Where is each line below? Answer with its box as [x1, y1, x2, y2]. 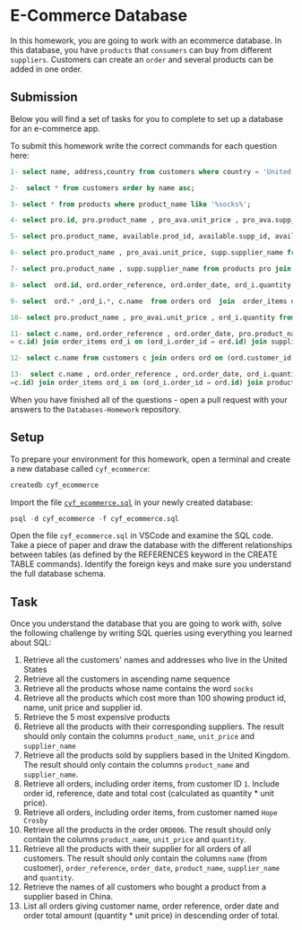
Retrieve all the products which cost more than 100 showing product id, [22, 692, 287, 704]
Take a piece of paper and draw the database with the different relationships [10, 540, 293, 551]
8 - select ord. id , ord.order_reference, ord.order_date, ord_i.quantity [10, 280, 292, 290]
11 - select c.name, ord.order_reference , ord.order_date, [10, 329, 236, 338]
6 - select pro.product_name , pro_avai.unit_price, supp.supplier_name [10, 248, 283, 257]
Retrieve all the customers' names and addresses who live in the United [22, 655, 288, 665]
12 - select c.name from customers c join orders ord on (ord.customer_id [10, 353, 292, 363]
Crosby [22, 817, 48, 826]
